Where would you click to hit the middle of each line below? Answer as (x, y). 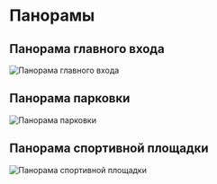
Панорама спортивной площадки (109, 149)
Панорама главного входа (87, 49)
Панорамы (52, 16)
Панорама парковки (70, 98)
